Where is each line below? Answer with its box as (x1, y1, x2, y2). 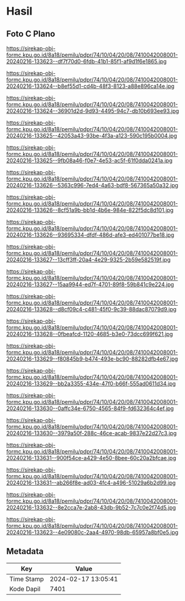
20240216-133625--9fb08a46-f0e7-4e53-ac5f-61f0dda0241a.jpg (6, 157, 173, 164)
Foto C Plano (6, 29, 55, 39)
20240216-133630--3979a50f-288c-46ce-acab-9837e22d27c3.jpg (6, 430, 177, 437)
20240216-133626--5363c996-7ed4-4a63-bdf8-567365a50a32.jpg (6, 182, 178, 189)
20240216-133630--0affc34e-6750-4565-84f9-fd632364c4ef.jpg (6, 405, 174, 412)
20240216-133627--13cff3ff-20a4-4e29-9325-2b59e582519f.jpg (6, 256, 171, 263)
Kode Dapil (9, 585, 41, 593)
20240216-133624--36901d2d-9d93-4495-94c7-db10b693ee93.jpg (6, 107, 180, 114)
